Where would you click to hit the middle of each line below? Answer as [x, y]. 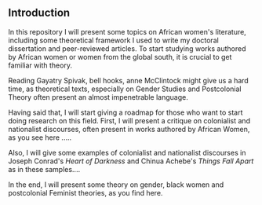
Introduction [39, 13]
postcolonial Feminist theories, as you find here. [86, 192]
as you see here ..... [40, 137]
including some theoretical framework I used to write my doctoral [114, 40]
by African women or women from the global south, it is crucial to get [120, 57]
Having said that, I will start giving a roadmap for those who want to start [126, 112]
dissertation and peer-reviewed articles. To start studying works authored [127, 48]
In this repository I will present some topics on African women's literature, [127, 31]
